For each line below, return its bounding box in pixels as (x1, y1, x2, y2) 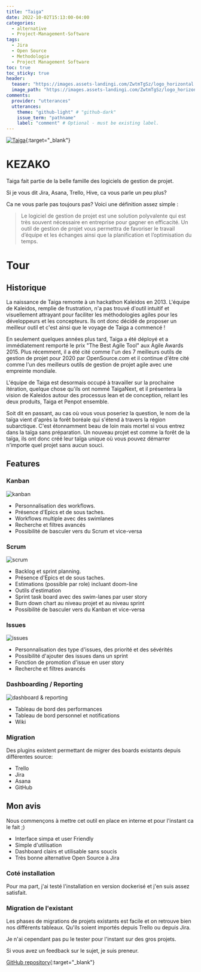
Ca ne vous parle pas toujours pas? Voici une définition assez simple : (6, 201, 178, 208)
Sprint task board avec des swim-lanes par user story (14, 593, 148, 600)
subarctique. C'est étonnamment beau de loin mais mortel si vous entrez (6, 422, 185, 430)
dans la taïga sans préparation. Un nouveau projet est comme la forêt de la (6, 429, 190, 436)
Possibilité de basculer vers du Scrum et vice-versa (14, 527, 142, 535)
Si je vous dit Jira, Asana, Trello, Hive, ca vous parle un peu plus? (6, 189, 167, 197)
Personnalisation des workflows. (14, 502, 96, 509)
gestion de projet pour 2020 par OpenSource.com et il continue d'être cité (6, 355, 190, 362)
